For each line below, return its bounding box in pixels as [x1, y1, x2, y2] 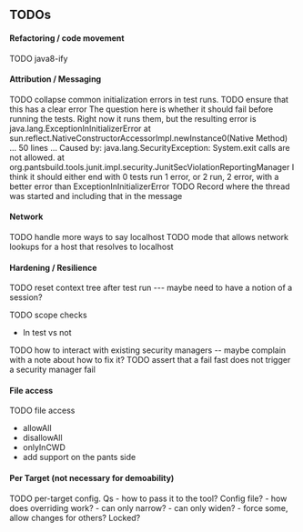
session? [9, 292, 43, 303]
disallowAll [22, 432, 63, 444]
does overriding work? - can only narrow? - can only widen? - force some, [9, 502, 288, 513]
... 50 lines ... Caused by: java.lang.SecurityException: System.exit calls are [9, 142, 290, 153]
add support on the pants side [22, 452, 136, 463]
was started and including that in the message [9, 190, 183, 201]
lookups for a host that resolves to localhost [9, 241, 175, 252]
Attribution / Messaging [9, 74, 102, 85]
